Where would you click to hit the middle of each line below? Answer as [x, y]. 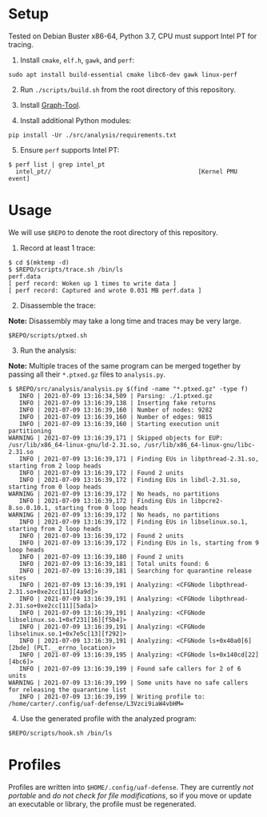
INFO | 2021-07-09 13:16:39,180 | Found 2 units [101, 556]
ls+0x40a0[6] [230, 640]
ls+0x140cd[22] [234, 655]
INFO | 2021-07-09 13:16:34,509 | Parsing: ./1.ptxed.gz [116, 396]
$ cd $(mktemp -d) [39, 262]
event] [19, 178]
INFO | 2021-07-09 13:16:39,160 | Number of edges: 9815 [116, 416]
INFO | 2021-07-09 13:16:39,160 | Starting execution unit [119, 424]
